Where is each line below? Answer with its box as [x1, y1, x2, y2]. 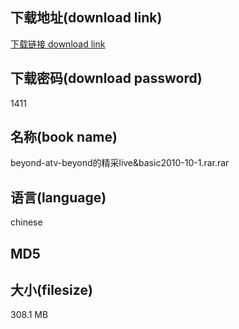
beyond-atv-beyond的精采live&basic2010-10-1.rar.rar [10, 157, 230, 169]
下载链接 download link [10, 38, 106, 50]
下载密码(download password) [10, 70, 203, 87]
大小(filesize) [10, 282, 93, 299]
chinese [10, 216, 43, 228]
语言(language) [10, 189, 107, 206]
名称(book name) [10, 129, 118, 146]
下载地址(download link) [10, 9, 163, 27]
